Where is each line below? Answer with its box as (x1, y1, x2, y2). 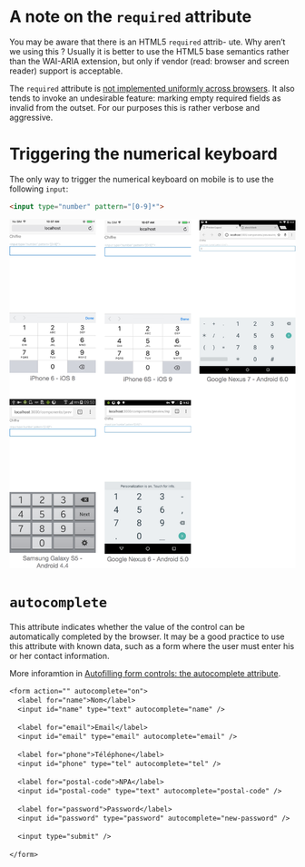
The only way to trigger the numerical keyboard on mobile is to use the (9, 173, 274, 184)
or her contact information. (9, 650, 111, 661)
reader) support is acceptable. (9, 65, 123, 76)
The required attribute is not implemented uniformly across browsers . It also (9, 83, 295, 94)
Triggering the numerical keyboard (9, 143, 279, 164)
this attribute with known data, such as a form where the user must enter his (9, 640, 295, 651)
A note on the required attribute (9, 6, 252, 27)
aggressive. (9, 112, 54, 123)
